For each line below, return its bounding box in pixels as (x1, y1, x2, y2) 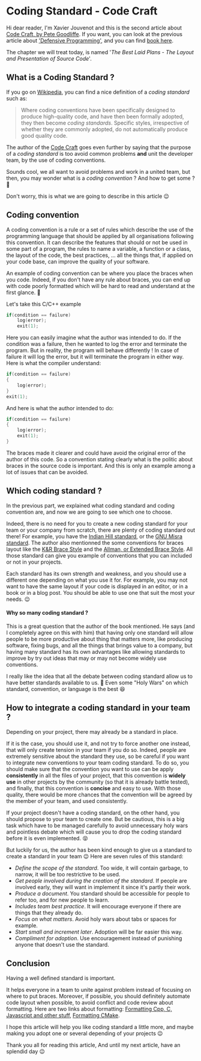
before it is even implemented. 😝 (6, 834, 88, 841)
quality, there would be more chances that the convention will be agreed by (6, 791, 193, 798)
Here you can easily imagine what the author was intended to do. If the (6, 334, 181, 341)
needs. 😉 (6, 595, 31, 603)
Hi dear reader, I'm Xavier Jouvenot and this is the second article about (6, 24, 182, 31)
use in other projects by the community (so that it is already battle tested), (6, 778, 190, 786)
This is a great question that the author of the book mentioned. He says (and (6, 623, 195, 630)
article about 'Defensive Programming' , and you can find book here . (6, 37, 174, 44)
